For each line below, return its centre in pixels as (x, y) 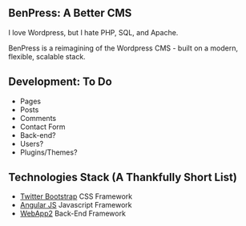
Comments (38, 118)
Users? (32, 143)
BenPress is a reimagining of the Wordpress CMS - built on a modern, (123, 48)
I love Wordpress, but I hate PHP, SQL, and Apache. (93, 32)
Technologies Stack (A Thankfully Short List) (123, 178)
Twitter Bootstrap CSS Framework (76, 196)
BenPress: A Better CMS (70, 13)
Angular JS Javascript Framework (76, 205)
